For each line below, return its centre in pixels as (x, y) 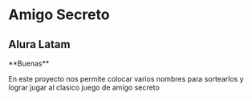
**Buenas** (29, 63)
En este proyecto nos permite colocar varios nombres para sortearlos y (126, 79)
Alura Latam (39, 44)
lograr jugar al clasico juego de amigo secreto (84, 87)
